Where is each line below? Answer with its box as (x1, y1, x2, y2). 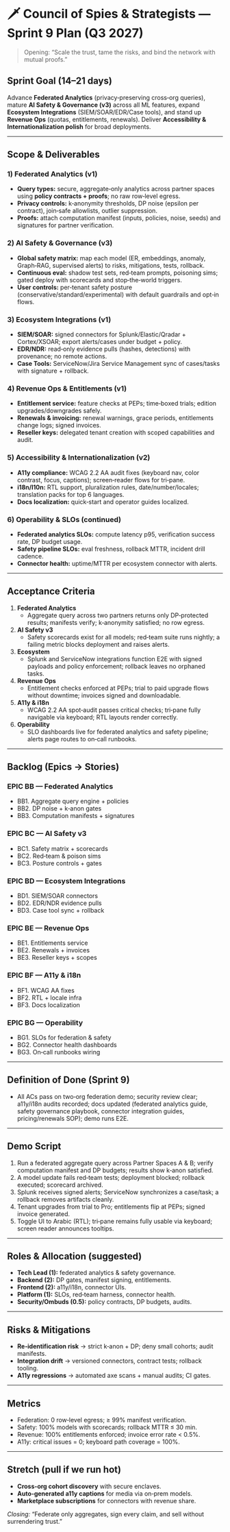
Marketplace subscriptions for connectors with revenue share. (16, 1496, 196, 1505)
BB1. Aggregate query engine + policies (16, 797, 129, 806)
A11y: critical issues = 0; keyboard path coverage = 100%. (16, 1437, 180, 1446)
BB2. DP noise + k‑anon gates (16, 804, 102, 813)
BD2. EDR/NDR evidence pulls (16, 899, 103, 907)
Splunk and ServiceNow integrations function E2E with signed (27, 654, 203, 663)
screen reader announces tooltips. (16, 1224, 114, 1233)
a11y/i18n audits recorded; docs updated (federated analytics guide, (16, 1100, 208, 1108)
